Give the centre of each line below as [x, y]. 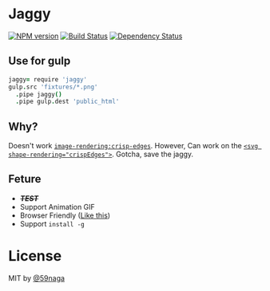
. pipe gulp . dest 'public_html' [67, 102]
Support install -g [52, 223]
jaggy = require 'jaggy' [48, 79]
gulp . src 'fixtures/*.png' [53, 87]
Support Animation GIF [58, 206]
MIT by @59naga [37, 278]
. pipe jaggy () [39, 94]
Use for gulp [40, 61]
